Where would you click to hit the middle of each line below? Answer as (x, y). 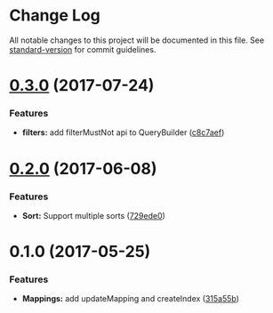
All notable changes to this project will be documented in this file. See (137, 40)
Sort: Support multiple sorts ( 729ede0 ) (94, 215)
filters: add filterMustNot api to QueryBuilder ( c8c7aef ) (123, 132)
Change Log (55, 16)
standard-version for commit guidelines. (83, 49)
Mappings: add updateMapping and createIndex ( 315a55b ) (131, 299)
